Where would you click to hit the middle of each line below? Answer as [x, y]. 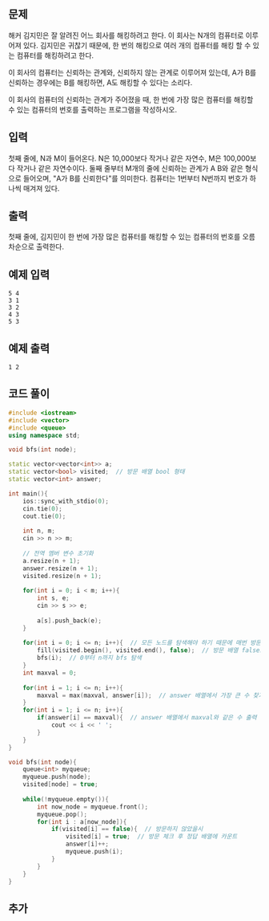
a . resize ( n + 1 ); [52, 560]
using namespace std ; [44, 435]
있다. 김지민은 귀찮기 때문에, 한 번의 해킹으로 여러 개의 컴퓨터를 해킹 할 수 [137, 45]
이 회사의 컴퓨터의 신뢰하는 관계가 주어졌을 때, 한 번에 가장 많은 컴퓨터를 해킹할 [131, 100]
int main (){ [28, 493]
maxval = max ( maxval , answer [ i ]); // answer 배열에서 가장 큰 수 [143, 695]
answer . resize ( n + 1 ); [60, 568]
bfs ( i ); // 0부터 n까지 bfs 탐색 [90, 658]
